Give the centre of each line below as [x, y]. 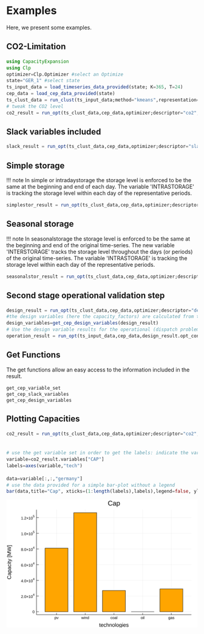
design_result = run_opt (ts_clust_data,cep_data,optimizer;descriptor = [99, 310]
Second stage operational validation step [86, 296]
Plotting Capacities [43, 419]
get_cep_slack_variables [38, 394]
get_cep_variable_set [34, 388]
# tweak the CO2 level [35, 106]
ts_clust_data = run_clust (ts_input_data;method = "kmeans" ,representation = [103, 100]
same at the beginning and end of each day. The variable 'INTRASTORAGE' [100, 187]
